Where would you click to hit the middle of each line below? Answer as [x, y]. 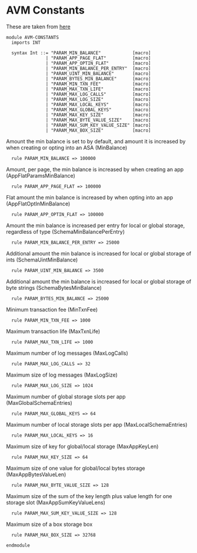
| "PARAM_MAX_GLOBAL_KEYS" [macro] [98, 110]
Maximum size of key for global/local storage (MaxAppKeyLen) [82, 446]
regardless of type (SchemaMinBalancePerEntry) [66, 231]
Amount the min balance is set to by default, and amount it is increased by [96, 141]
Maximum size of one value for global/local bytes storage [76, 468]
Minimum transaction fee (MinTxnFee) [52, 309]
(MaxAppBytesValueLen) [36, 474]
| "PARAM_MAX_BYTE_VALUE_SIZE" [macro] [98, 120]
